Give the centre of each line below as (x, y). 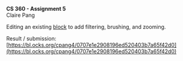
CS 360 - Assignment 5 (36, 9)
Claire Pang (20, 15)
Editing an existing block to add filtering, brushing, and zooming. (86, 27)
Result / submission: (31, 38)
